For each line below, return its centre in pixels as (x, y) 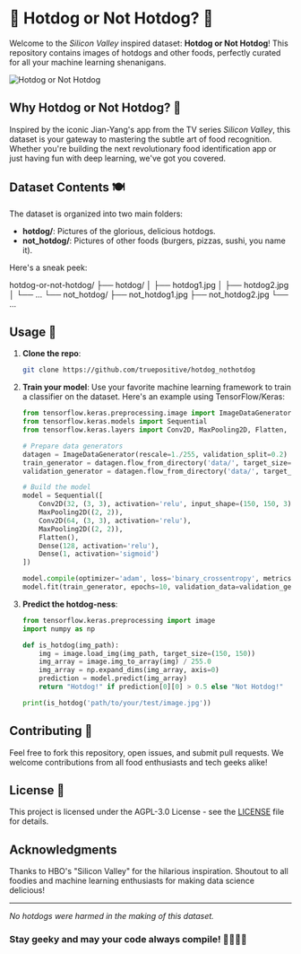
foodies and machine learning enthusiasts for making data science (132, 881)
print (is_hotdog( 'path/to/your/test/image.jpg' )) (117, 703)
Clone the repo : (52, 354)
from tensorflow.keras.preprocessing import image (119, 620)
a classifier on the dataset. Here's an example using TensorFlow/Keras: (153, 397)
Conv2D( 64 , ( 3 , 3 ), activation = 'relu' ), (115, 521)
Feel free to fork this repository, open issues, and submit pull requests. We (146, 752)
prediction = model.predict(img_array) (113, 678)
